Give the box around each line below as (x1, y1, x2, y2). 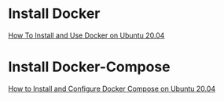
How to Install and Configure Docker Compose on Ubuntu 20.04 (8, 84, 216, 93)
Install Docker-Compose (8, 58, 171, 76)
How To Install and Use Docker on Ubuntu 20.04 (8, 31, 165, 40)
